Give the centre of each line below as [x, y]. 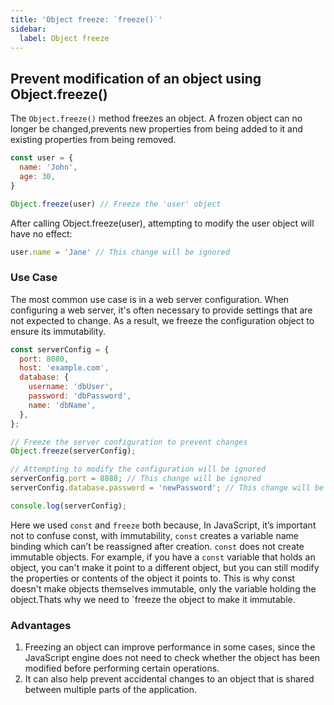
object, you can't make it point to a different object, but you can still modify [165, 567]
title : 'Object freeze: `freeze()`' [86, 19]
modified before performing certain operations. [122, 668]
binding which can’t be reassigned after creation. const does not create [157, 546]
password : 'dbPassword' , [80, 396]
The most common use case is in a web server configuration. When [150, 299]
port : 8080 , [44, 359]
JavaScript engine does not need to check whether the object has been [172, 658]
